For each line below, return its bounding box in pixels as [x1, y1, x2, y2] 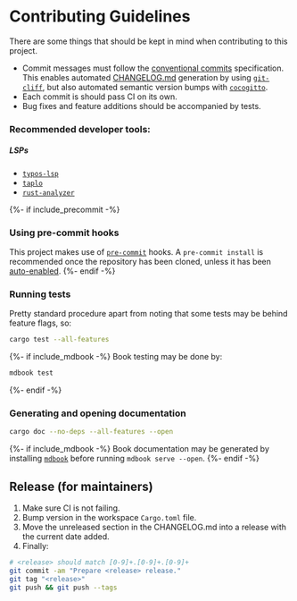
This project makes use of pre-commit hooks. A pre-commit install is [9, 247, 264, 258]
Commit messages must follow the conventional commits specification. [21, 63, 285, 73]
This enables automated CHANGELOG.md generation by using [21, 72, 252, 82]
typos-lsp [21, 169, 60, 178]
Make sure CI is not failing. [21, 503, 120, 513]
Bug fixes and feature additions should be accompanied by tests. [21, 100, 261, 111]
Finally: [21, 541, 49, 552]
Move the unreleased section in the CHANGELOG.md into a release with [21, 521, 287, 533]
